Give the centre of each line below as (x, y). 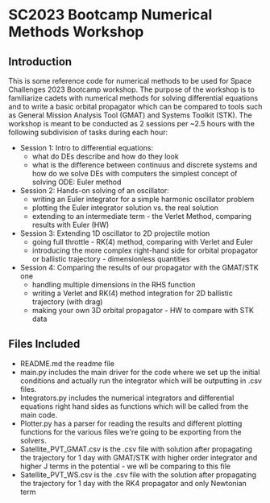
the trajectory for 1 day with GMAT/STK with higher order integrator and (139, 457)
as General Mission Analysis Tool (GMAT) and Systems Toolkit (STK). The (130, 115)
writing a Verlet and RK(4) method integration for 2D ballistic (133, 293)
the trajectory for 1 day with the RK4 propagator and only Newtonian (133, 483)
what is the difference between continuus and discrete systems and (145, 165)
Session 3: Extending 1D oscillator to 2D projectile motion (115, 233)
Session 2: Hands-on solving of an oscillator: (94, 190)
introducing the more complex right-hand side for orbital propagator (145, 250)
